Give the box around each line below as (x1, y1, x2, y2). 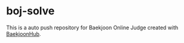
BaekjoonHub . (6, 30, 41, 37)
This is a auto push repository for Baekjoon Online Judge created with (6, 24, 179, 31)
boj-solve (6, 4, 55, 18)
